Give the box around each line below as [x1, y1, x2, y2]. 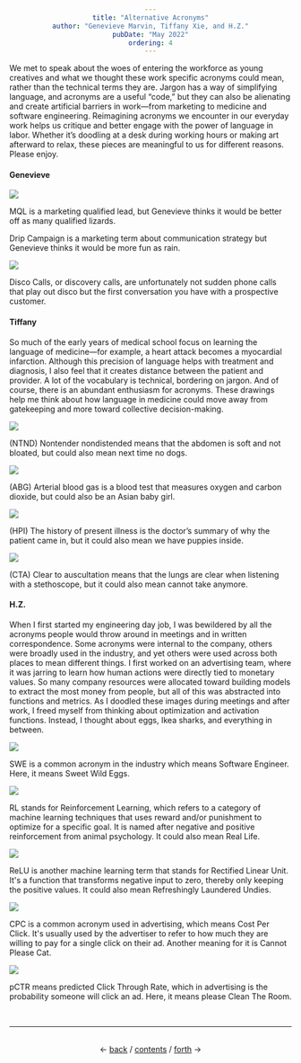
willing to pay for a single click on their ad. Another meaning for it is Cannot [9, 937, 288, 948]
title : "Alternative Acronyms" [92, 13, 209, 22]
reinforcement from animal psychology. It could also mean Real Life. [9, 830, 261, 841]
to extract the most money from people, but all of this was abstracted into [9, 686, 280, 696]
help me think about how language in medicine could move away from [9, 394, 269, 404]
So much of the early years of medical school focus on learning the [9, 336, 258, 347]
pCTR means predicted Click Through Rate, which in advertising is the [9, 981, 269, 992]
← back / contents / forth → [99, 1043, 202, 1054]
